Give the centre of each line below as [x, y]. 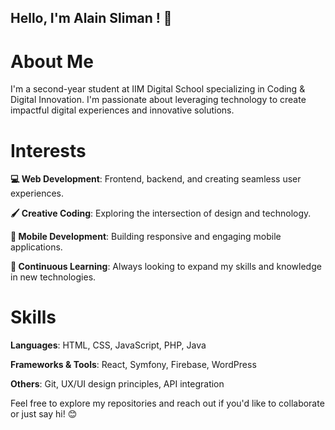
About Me [52, 61]
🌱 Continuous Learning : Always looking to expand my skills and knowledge [166, 267]
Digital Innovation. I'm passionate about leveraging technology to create [158, 100]
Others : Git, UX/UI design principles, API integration [117, 384]
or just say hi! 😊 [44, 414]
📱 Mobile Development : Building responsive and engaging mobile [146, 237]
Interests [48, 150]
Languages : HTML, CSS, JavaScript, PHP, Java [108, 345]
